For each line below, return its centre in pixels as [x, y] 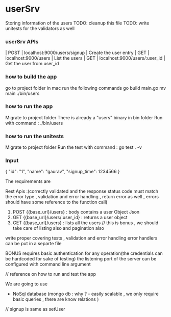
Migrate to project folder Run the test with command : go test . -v [74, 147]
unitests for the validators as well [40, 28]
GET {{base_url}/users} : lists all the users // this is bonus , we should [86, 223]
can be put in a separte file [33, 244]
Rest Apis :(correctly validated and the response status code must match [82, 191]
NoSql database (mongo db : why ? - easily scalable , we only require [86, 294]
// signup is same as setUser [35, 309]
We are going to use [26, 284]
